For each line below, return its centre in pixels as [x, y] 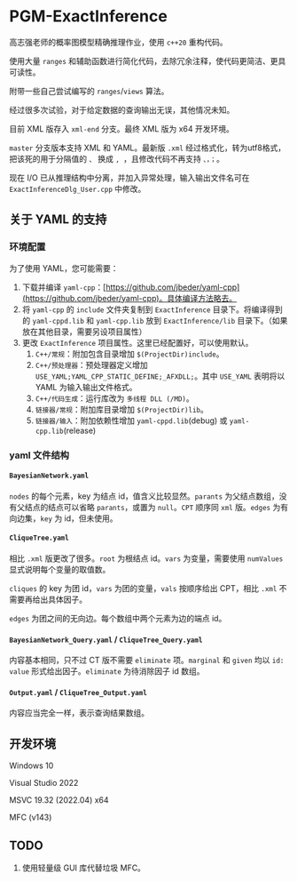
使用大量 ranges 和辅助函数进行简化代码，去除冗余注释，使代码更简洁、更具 [148, 60]
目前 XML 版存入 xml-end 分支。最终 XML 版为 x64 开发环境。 [122, 128]
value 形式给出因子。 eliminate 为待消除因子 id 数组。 [107, 671]
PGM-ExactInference [89, 16]
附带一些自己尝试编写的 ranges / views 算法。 [89, 91]
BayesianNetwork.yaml [49, 476]
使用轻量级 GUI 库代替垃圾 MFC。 [84, 868]
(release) [80, 430]
